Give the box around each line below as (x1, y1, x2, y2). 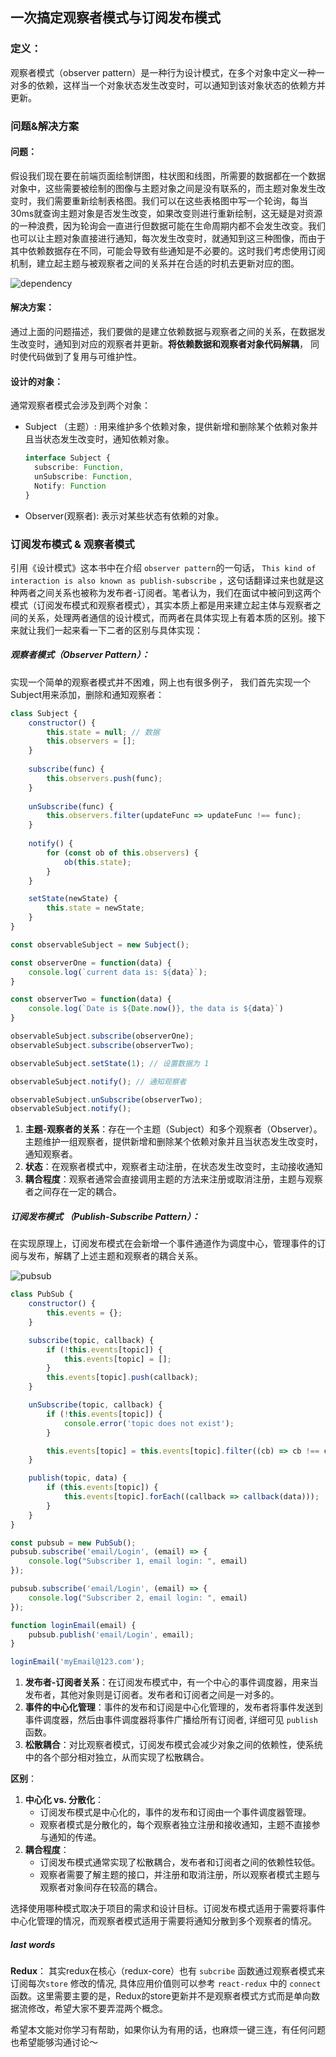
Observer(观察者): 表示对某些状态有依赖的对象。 (24, 509, 225, 522)
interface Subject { (24, 453, 111, 463)
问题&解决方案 (10, 119, 80, 133)
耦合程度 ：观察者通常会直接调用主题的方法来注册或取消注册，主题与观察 (24, 1173, 323, 1185)
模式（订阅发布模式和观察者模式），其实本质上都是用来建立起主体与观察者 (10, 599, 313, 611)
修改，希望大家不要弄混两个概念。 (27, 2003, 168, 2015)
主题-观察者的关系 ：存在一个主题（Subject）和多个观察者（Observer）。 (24, 1123, 323, 1135)
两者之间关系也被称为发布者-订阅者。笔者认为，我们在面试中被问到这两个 (18, 586, 322, 598)
